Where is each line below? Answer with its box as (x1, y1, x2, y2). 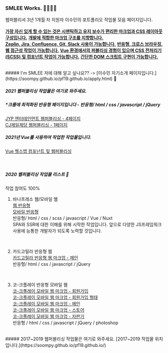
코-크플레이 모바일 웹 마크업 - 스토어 (12, 307, 85, 313)
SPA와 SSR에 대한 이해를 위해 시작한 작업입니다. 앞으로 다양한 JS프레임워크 (12, 221, 162, 227)
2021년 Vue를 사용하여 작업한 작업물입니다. (5, 134, 92, 140)
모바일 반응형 (12, 208, 39, 215)
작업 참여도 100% (5, 185, 40, 191)
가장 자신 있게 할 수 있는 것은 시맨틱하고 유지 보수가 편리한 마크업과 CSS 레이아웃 (5, 28, 163, 34)
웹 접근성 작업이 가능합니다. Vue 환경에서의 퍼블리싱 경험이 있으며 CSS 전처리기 (5, 48, 162, 54)
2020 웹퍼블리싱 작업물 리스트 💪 (5, 171, 69, 178)
